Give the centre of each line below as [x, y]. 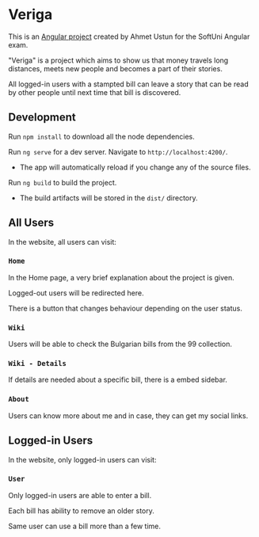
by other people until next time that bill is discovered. [95, 92]
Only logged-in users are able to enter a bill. [80, 495]
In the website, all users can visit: [63, 242]
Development [42, 118]
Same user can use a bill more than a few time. [84, 526]
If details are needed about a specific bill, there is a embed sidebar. [118, 380]
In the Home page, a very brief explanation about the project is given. [122, 277]
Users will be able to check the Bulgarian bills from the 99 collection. [120, 344]
